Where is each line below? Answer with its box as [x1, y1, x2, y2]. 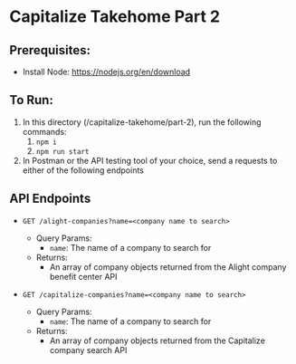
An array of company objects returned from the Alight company [49, 261, 287, 273]
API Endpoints [9, 191, 91, 206]
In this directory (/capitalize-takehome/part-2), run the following [22, 116, 262, 128]
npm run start [35, 147, 90, 156]
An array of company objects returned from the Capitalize [49, 335, 265, 346]
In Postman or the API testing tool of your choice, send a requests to [22, 155, 278, 166]
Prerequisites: [9, 43, 91, 58]
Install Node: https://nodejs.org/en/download [22, 66, 191, 77]
